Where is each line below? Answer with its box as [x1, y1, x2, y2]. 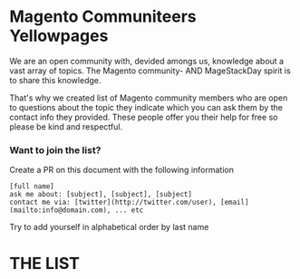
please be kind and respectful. [9, 120, 123, 132]
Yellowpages [9, 25, 109, 46]
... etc [114, 206, 144, 215]
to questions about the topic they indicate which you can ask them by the [9, 101, 284, 112]
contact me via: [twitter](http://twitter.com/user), [9, 197, 218, 207]
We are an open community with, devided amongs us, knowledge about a [9, 55, 284, 66]
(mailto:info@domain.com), [9, 206, 111, 215]
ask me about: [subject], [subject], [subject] [9, 190, 193, 199]
